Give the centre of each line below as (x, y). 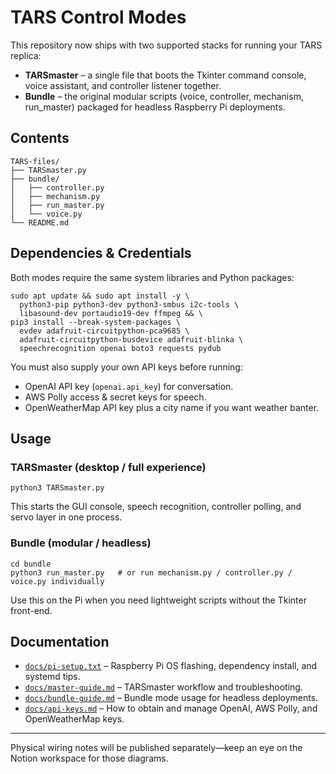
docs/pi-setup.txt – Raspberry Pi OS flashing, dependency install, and (171, 666)
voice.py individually (57, 581)
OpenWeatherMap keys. (74, 719)
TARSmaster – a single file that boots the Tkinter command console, (165, 75)
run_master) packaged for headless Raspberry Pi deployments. (155, 107)
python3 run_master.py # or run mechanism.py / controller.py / (151, 572)
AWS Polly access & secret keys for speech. (115, 397)
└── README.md (40, 222)
